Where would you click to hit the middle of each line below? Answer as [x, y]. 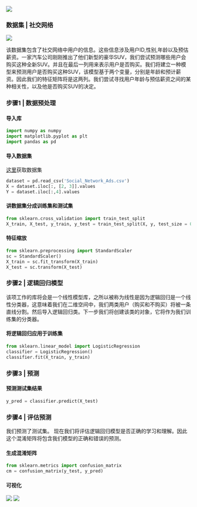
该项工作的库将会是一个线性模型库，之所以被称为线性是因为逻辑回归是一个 [96, 297]
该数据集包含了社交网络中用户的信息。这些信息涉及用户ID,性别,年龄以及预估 [97, 50]
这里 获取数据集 [24, 170]
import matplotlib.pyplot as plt [47, 136]
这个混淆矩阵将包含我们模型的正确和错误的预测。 [65, 438]
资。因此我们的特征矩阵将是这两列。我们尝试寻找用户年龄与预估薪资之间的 [96, 79]
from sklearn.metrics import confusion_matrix [64, 466]
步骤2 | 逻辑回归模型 [35, 283]
